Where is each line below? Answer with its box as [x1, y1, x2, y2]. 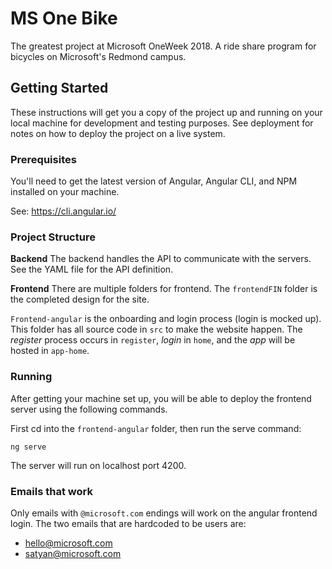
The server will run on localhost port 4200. [10, 459, 187, 471]
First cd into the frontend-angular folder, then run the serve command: [10, 422, 302, 434]
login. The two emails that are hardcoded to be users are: [10, 517, 247, 529]
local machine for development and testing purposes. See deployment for [10, 117, 314, 129]
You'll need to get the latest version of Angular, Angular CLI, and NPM [10, 175, 298, 187]
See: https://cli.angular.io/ [10, 205, 117, 217]
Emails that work [10, 484, 93, 498]
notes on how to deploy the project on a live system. [10, 127, 226, 139]
